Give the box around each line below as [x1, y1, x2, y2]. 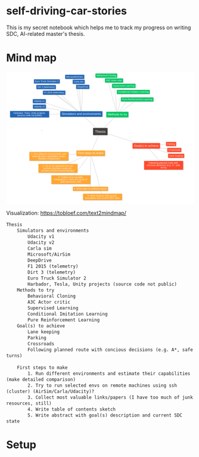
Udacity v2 [27, 240, 55, 245]
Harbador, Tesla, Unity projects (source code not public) [27, 281, 178, 287]
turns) [6, 353, 23, 359]
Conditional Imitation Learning [27, 311, 108, 317]
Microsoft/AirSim [27, 251, 70, 257]
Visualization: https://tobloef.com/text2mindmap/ [6, 210, 127, 217]
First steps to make [17, 365, 68, 371]
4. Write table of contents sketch [27, 406, 116, 412]
